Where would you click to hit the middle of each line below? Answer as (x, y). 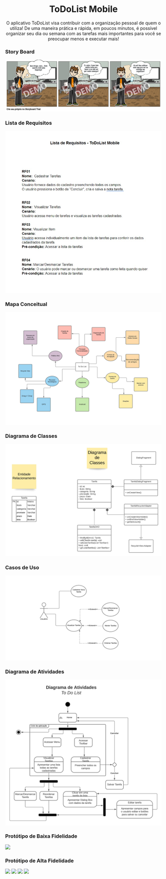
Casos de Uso (22, 567)
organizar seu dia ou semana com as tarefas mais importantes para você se (83, 33)
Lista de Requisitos (29, 123)
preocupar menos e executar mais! (83, 39)
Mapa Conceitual (26, 304)
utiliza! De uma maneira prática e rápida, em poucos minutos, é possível (83, 28)
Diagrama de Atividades (35, 672)
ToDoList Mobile (83, 9)
